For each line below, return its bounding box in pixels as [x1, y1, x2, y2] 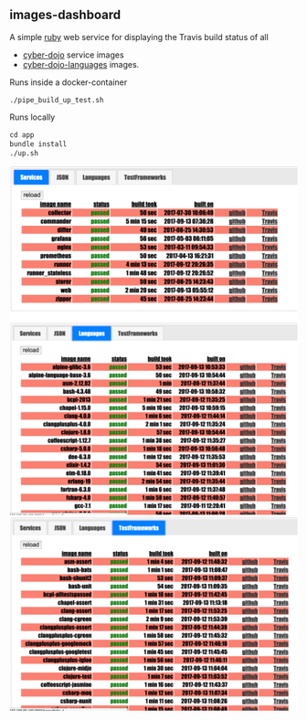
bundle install [9, 139, 68, 149]
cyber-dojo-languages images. [22, 58, 140, 69]
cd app [9, 130, 35, 140]
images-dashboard [9, 7, 122, 23]
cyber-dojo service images [22, 49, 125, 60]
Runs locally [9, 111, 56, 122]
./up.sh [9, 148, 39, 158]
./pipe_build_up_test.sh [9, 95, 104, 104]
